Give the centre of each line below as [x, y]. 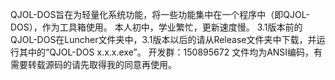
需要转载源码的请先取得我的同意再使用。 [93, 64]
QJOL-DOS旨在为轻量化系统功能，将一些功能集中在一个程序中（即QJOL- [160, 14]
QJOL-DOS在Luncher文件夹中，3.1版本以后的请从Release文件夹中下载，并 [163, 39]
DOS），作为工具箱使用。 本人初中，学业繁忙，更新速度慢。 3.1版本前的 [156, 27]
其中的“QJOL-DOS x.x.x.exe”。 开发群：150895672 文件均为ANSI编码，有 [170, 52]
